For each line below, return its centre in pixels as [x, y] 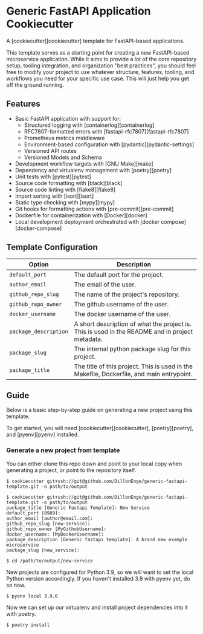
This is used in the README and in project [134, 331]
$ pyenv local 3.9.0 [32, 596]
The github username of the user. [121, 304]
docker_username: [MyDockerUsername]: [55, 534]
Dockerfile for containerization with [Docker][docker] [81, 215]
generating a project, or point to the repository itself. [71, 470]
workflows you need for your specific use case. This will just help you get [98, 78]
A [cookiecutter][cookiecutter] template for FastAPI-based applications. [95, 41]
